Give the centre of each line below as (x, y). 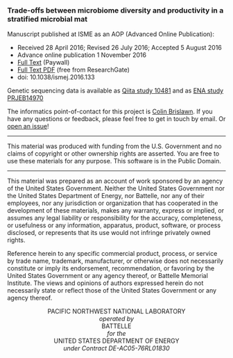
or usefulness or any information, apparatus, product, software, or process (114, 225)
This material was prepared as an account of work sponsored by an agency (115, 181)
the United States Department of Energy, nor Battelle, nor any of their (106, 196)
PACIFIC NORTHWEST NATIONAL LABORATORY (116, 311)
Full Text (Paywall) (43, 63)
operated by (116, 319)
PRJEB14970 (25, 98)
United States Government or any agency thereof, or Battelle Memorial (107, 276)
